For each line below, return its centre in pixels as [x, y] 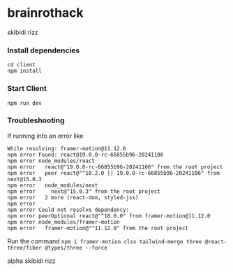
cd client [22, 65]
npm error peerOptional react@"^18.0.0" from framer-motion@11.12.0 [109, 216]
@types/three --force [76, 248]
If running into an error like [45, 136]
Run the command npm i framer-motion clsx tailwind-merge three [105, 241]
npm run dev [24, 103]
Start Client [27, 89]
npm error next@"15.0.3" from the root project [84, 191]
